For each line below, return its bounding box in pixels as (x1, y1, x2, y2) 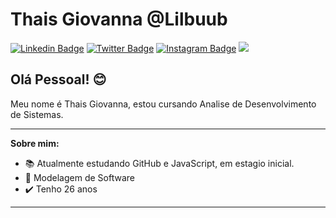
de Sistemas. (10, 108, 64, 120)
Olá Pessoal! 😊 (10, 71, 107, 88)
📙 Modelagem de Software (24, 171, 135, 183)
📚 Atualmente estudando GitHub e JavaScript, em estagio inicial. (24, 157, 295, 169)
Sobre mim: (10, 137, 60, 149)
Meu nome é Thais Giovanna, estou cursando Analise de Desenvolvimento (10, 98, 317, 110)
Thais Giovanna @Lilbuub (10, 8, 228, 31)
